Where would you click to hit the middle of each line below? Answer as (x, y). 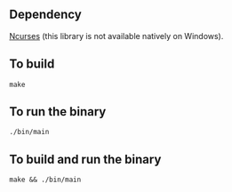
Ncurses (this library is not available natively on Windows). (116, 36)
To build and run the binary (85, 159)
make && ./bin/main (45, 180)
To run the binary (58, 112)
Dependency (45, 15)
